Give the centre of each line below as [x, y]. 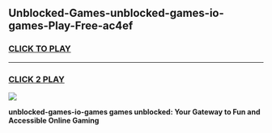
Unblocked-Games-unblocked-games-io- [116, 13]
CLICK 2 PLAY [36, 79]
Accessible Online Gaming [54, 120]
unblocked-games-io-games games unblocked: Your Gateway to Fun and [134, 111]
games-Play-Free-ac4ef [71, 26]
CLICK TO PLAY [40, 49]
